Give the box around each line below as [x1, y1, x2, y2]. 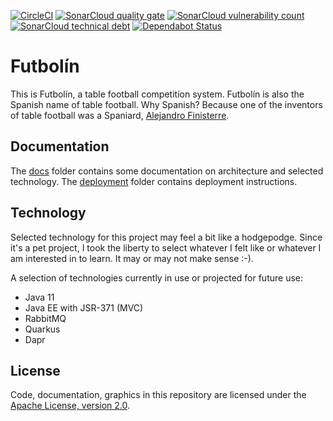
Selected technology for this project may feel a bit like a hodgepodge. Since [10, 231, 323, 243]
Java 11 [24, 291, 55, 303]
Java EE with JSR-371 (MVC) [24, 301, 144, 314]
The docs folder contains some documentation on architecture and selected [10, 165, 324, 177]
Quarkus [24, 323, 61, 335]
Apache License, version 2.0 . [10, 400, 131, 412]
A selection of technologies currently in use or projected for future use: [10, 271, 304, 284]
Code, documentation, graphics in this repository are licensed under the [10, 389, 307, 401]
